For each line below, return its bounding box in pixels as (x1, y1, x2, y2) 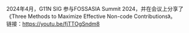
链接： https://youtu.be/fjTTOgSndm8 (6, 20, 100, 27)
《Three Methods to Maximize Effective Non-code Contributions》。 (6, 13, 176, 20)
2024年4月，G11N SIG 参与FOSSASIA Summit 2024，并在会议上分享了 (6, 5, 184, 12)
